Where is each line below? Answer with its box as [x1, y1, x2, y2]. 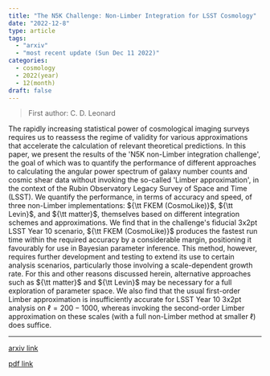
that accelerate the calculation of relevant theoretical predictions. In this [8, 141, 247, 151]
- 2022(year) [15, 72, 59, 80]
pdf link [8, 359, 34, 369]
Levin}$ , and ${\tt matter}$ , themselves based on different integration [8, 210, 240, 219]
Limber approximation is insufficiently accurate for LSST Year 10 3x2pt [8, 295, 242, 304]
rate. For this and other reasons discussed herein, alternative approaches [8, 269, 252, 279]
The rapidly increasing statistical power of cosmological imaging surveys [8, 124, 250, 133]
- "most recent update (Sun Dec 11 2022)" [15, 49, 160, 57]
